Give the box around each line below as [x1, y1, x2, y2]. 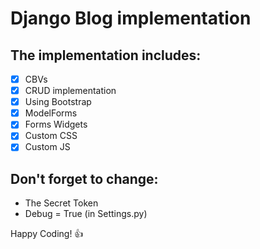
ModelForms [24, 107, 78, 119]
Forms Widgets [24, 118, 88, 131]
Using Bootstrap [24, 96, 92, 108]
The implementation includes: [10, 47, 202, 64]
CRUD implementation [24, 85, 117, 97]
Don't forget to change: [10, 170, 159, 187]
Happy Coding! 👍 [10, 228, 84, 240]
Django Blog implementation [10, 7, 252, 30]
